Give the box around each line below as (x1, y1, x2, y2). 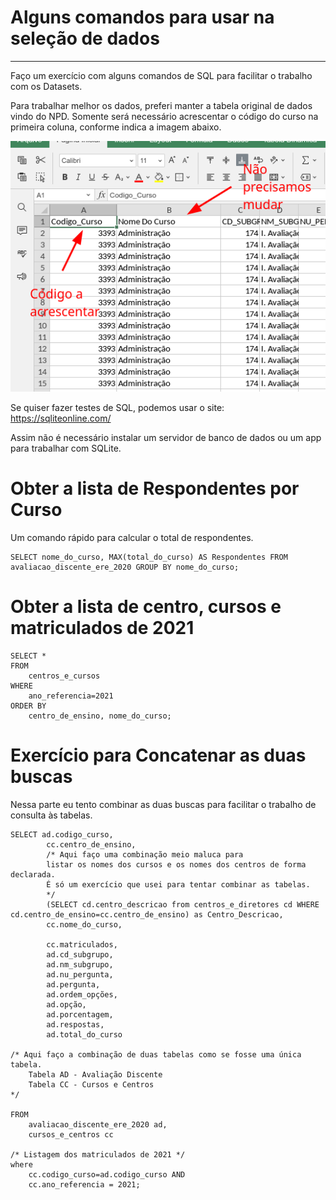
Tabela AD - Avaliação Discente (28, 1069, 163, 1080)
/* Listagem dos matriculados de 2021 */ (10, 1149, 186, 1160)
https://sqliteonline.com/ (10, 412, 112, 424)
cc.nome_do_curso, (46, 919, 123, 930)
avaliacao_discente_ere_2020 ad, (28, 1119, 168, 1130)
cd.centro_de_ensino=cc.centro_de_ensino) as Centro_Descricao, (10, 909, 284, 920)
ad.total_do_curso (46, 1029, 123, 1040)
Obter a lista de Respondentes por (10, 477, 300, 500)
